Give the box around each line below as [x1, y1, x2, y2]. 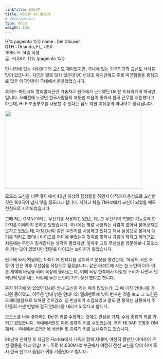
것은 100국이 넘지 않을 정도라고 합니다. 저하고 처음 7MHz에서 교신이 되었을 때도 [5, 199, 156, 205]
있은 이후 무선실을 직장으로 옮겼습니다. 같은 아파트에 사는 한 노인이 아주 [15, 263, 150, 268]
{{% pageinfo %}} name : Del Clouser [5, 38, 80, 44]
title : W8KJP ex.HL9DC [5, 12, 51, 17]
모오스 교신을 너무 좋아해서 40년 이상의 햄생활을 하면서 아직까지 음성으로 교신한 [5, 193, 156, 199]
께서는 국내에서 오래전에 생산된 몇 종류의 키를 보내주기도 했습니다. [5, 326, 130, 332]
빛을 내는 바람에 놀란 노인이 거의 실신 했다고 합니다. [18, 275, 115, 281]
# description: [5, 16, 36, 21]
